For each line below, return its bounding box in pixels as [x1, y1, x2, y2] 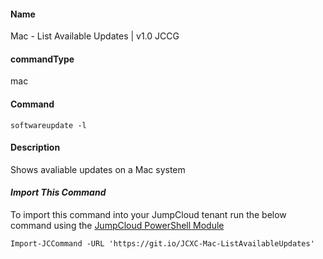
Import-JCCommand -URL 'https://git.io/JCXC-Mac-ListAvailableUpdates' [10, 239, 315, 249]
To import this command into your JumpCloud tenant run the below [10, 209, 287, 221]
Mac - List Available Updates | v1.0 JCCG [10, 30, 180, 42]
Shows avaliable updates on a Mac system [10, 163, 186, 175]
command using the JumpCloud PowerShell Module [10, 220, 225, 232]
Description [10, 141, 61, 154]
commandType [10, 53, 75, 65]
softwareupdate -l [10, 120, 87, 130]
